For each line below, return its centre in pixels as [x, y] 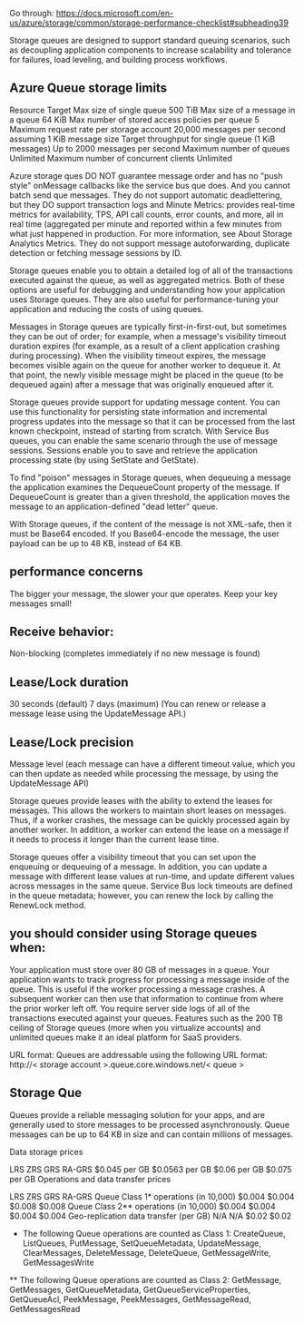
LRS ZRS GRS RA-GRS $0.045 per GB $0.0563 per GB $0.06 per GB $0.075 [151, 1169]
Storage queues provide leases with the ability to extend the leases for [142, 801]
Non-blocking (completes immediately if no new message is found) [135, 653]
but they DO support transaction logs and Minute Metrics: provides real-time [152, 204]
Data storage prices [46, 1151]
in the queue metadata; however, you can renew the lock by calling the [142, 896]
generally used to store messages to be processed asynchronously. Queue [150, 1124]
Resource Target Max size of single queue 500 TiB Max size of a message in [152, 110]
